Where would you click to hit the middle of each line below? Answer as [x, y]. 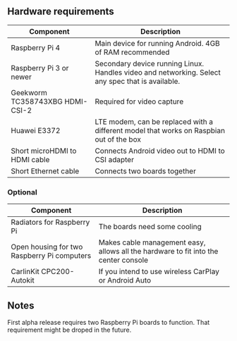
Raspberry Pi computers [51, 256]
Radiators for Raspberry [50, 223]
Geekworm [29, 92]
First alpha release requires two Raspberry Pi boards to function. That [109, 322]
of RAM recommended [132, 52]
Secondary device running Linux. [150, 63]
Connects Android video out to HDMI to [160, 151]
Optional [22, 192]
